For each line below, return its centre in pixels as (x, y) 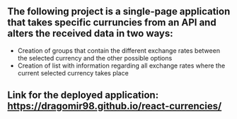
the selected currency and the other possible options (95, 58)
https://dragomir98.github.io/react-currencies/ (115, 106)
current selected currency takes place (73, 73)
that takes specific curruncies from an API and (112, 23)
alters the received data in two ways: (90, 33)
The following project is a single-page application (119, 12)
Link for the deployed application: (83, 95)
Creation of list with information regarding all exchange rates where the (121, 65)
